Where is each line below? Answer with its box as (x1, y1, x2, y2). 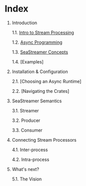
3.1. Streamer (11, 107, 39, 113)
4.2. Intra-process (11, 156, 49, 162)
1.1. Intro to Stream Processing (11, 29, 74, 35)
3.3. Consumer (11, 127, 43, 133)
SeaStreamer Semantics (11, 98, 62, 104)
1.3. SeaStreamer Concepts (11, 49, 68, 55)
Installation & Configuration (11, 69, 68, 75)
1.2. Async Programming (11, 39, 63, 45)
